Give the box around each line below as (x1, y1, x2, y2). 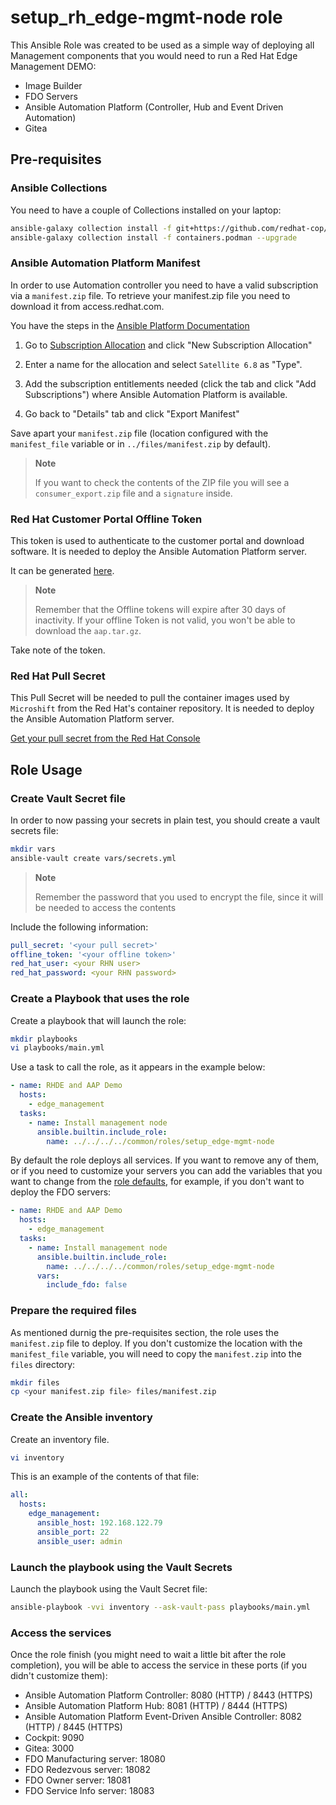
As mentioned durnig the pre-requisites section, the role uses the (10, 1326, 280, 1338)
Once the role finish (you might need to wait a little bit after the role (10, 1649, 287, 1661)
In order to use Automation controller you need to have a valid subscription (10, 279, 319, 291)
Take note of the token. (10, 644, 106, 656)
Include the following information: (10, 921, 149, 933)
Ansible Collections (10, 181, 108, 195)
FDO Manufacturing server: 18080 (24, 1753, 166, 1765)
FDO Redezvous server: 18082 (24, 1764, 152, 1776)
